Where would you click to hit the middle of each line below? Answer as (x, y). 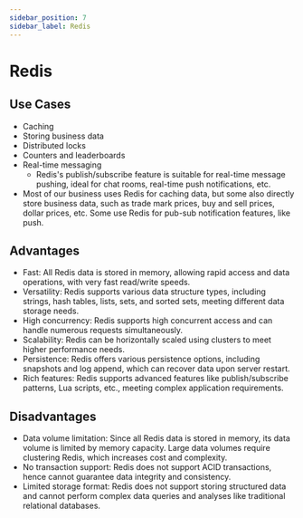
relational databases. (62, 506)
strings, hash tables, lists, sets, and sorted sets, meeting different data (153, 302)
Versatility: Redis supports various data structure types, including (144, 292)
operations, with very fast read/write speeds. (106, 283)
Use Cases (40, 105)
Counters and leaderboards (74, 155)
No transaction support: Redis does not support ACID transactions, (147, 467)
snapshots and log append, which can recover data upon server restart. (156, 369)
